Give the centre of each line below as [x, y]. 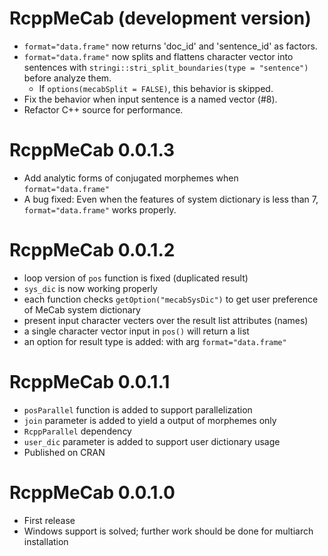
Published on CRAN [64, 452]
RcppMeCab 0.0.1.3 [92, 150]
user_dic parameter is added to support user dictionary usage [152, 441]
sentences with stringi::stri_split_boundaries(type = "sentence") [166, 67]
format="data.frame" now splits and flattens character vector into [158, 56]
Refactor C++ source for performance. [103, 109]
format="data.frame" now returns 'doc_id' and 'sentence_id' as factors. [170, 46]
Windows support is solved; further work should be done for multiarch [168, 531]
